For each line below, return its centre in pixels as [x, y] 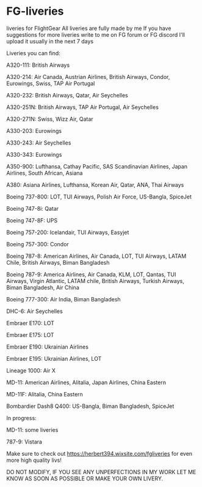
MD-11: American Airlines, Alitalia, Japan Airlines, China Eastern [86, 382]
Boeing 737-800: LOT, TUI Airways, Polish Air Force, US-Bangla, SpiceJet [99, 197]
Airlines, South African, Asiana [45, 173]
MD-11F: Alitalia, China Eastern [45, 394]
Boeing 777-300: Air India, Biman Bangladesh [63, 299]
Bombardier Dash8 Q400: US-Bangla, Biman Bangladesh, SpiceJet [90, 406]
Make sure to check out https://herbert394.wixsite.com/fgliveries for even [99, 453]
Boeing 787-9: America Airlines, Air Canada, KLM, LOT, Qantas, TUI [91, 274]
